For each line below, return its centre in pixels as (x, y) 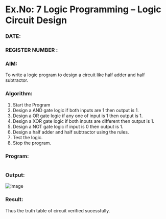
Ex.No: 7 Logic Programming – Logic (84, 9)
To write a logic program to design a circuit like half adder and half (75, 75)
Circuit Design (36, 20)
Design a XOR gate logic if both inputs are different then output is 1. (84, 121)
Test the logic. (28, 137)
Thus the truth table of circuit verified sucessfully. (58, 210)
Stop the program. (32, 143)
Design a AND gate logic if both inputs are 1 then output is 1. (76, 110)
